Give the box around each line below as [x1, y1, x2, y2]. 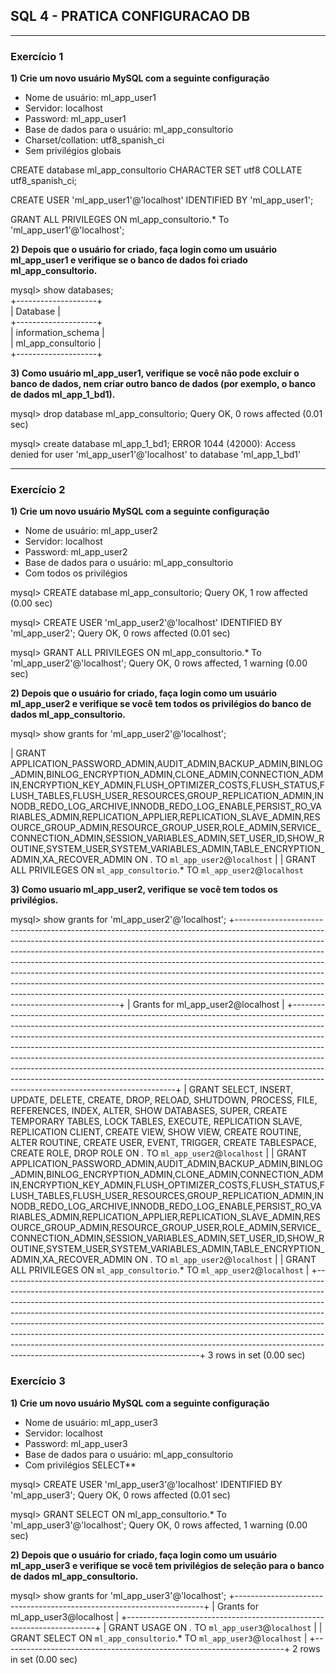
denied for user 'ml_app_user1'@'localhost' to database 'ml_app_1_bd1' [10, 449, 302, 461]
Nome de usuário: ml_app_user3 [24, 1416, 158, 1428]
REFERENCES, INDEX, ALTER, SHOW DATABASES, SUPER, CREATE [10, 1105, 288, 1117]
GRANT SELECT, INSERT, [188, 1084, 294, 1096]
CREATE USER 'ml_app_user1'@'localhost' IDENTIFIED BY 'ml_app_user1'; [10, 194, 314, 206]
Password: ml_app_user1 [24, 113, 127, 125]
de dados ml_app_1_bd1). [10, 389, 116, 401]
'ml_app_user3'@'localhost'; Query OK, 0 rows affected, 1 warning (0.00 [10, 1519, 308, 1531]
